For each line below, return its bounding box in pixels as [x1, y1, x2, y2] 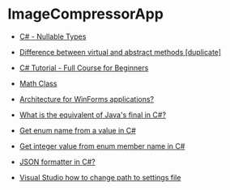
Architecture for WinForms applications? [19, 94, 155, 103]
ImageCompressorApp [7, 5, 164, 23]
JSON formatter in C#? [19, 157, 96, 167]
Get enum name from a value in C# [19, 125, 137, 135]
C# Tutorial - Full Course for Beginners [19, 62, 149, 73]
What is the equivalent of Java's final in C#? [19, 110, 167, 120]
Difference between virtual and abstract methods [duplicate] [19, 47, 222, 57]
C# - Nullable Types [19, 32, 87, 41]
